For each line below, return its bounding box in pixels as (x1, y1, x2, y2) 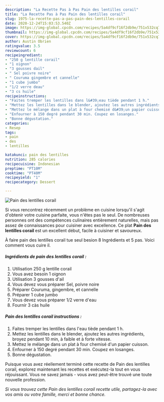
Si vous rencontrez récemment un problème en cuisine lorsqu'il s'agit (5, 207, 145, 213)
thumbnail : (5, 30, 27, 35)
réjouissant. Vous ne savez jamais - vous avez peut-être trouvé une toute (5, 371, 152, 377)
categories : (5, 121, 29, 126)
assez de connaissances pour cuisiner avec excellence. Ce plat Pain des (5, 223, 151, 228)
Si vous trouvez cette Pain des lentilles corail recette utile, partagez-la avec (5, 386, 158, 392)
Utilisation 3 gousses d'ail (12, 276, 64, 282)
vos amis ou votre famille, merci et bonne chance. (5, 391, 106, 397)
